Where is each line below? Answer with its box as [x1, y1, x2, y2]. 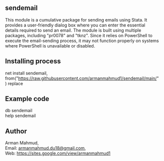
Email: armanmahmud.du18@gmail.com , [5, 145, 86, 151]
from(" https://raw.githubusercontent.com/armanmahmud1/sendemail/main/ [5, 75, 157, 81]
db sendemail [5, 108, 33, 114]
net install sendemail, [5, 70, 48, 76]
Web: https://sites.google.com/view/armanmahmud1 [5, 150, 111, 156]
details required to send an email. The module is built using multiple [5, 27, 141, 33]
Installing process [5, 57, 61, 66]
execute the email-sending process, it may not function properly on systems [5, 38, 159, 44]
